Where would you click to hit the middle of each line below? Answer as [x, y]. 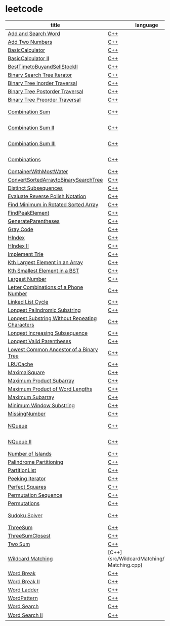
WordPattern [23, 598]
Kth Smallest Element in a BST [44, 271]
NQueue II [20, 441]
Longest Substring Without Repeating [52, 318]
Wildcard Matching [30, 558]
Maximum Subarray [31, 397]
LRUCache [20, 364]
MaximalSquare [26, 372]
